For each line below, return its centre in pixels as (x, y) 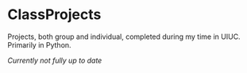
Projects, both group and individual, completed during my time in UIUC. (124, 36)
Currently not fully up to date (55, 60)
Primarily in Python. (40, 44)
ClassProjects (54, 15)
